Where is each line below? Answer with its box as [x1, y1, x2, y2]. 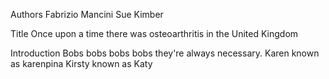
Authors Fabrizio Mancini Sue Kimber [10, 9, 164, 20]
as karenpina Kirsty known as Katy [10, 58, 153, 69]
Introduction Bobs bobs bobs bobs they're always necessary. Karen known [10, 47, 320, 59]
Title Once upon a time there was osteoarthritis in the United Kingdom [10, 28, 299, 39]
